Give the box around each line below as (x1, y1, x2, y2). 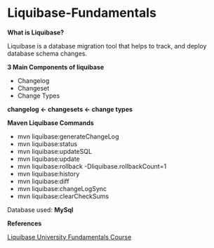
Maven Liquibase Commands (7, 118, 95, 127)
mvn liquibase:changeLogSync (17, 184, 107, 192)
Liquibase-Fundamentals (7, 5, 156, 21)
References (7, 219, 42, 228)
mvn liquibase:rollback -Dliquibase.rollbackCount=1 (17, 162, 167, 170)
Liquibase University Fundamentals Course (7, 233, 132, 241)
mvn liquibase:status (17, 139, 78, 148)
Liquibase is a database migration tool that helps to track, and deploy (7, 41, 207, 50)
